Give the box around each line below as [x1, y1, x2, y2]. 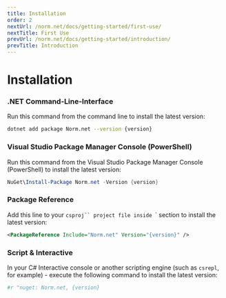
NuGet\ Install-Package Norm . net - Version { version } [7, 178, 158, 185]
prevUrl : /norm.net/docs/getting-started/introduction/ [7, 36, 171, 43]
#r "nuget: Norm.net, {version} [7, 284, 100, 291]
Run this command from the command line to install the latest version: [7, 112, 205, 121]
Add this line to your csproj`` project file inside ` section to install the [7, 210, 216, 218]
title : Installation [7, 10, 67, 17]
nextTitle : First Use [7, 29, 70, 37]
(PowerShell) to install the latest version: [7, 165, 122, 174]
